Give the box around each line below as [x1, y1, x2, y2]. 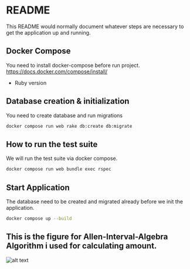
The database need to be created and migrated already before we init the [6, 198, 184, 205]
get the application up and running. [6, 29, 91, 36]
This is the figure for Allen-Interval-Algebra [6, 232, 168, 242]
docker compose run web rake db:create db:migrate [6, 123, 133, 129]
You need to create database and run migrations [6, 112, 123, 119]
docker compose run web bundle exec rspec [6, 166, 111, 172]
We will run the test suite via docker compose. [6, 155, 118, 162]
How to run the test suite [6, 139, 98, 149]
